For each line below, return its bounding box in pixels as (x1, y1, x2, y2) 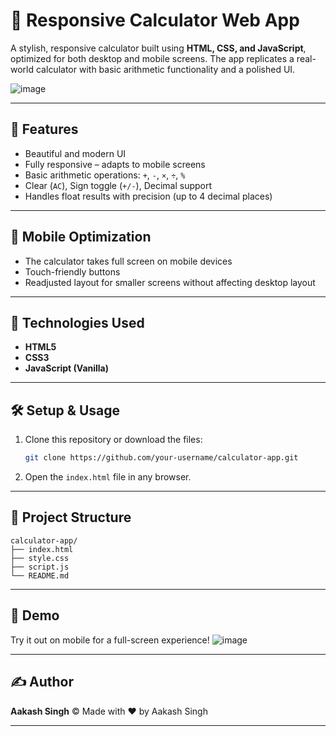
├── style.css (10, 553, 70, 563)
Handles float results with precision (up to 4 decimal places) (24, 190, 273, 202)
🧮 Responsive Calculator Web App (10, 9, 300, 32)
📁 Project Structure (10, 509, 132, 526)
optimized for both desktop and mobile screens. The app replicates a (10, 52, 295, 64)
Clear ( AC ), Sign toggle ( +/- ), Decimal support (24, 179, 213, 191)
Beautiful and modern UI (24, 147, 127, 159)
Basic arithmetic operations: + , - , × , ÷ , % (24, 169, 186, 181)
